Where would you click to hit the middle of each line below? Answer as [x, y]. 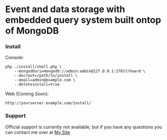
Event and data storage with [65, 9]
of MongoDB [32, 31]
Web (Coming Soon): [27, 94]
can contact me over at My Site [38, 132]
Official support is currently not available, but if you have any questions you [84, 127]
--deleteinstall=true [37, 84]
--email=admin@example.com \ [45, 80]
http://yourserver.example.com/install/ [48, 103]
